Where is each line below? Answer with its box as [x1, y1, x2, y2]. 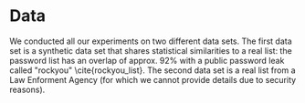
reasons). [9, 84, 46, 95]
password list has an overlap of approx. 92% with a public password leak [9, 55, 285, 66]
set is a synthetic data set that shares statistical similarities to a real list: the [9, 45, 292, 56]
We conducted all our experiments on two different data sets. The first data [9, 36, 292, 46]
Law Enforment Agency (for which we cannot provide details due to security [9, 74, 297, 85]
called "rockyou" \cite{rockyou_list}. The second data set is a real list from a [9, 65, 296, 76]
